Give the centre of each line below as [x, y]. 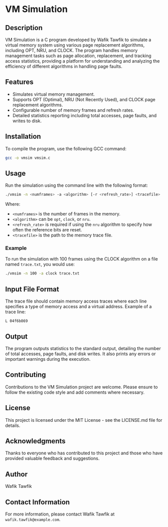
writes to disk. [27, 121]
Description [24, 28]
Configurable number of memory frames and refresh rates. [73, 110]
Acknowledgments [36, 441]
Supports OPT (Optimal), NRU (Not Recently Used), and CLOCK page [84, 99]
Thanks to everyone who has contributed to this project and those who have [84, 453]
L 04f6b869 [17, 321]
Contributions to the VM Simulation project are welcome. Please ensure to [81, 387]
